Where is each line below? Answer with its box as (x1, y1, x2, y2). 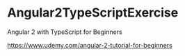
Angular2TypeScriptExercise (7, 5, 179, 21)
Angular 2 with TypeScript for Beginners (7, 28, 123, 36)
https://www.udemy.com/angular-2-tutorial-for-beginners (7, 41, 172, 49)
